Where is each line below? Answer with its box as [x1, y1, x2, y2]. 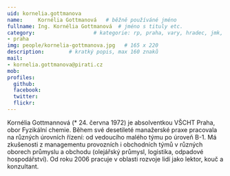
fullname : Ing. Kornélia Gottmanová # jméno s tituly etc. [7, 23, 184, 30]
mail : [7, 55, 23, 62]
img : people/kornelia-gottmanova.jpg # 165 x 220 [7, 42, 158, 49]
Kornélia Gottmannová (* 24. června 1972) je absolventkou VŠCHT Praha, [7, 118, 216, 126]
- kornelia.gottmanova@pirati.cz [7, 61, 103, 68]
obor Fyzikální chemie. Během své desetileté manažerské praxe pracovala [7, 125, 218, 134]
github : [13, 80, 36, 87]
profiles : [7, 74, 36, 81]
